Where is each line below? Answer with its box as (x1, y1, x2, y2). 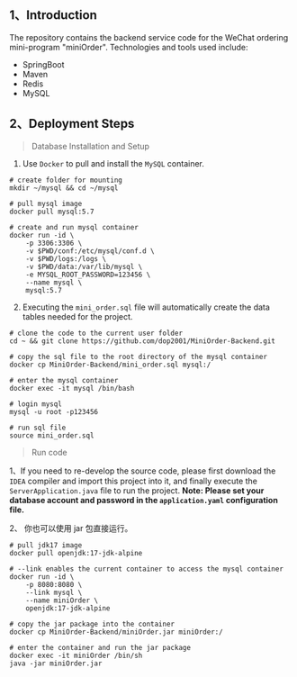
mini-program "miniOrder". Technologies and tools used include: (9, 41, 248, 52)
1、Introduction (9, 7, 97, 23)
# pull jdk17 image (9, 540, 83, 550)
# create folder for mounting (9, 176, 123, 185)
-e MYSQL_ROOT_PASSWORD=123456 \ (25, 270, 151, 279)
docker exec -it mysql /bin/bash (9, 384, 135, 393)
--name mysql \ (25, 277, 83, 287)
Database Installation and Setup (31, 140, 150, 151)
